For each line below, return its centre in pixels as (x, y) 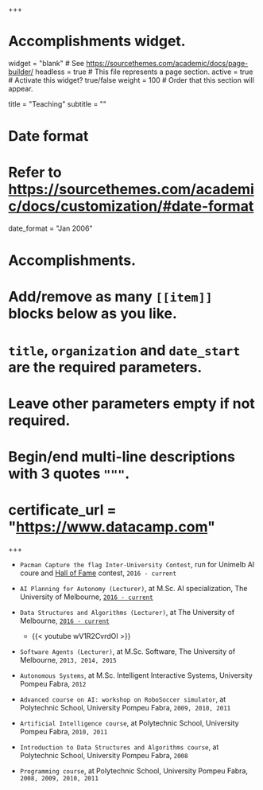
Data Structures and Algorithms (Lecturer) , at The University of (127, 612)
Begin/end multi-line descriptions (122, 457)
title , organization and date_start (124, 350)
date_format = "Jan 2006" (50, 228)
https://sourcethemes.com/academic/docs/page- (167, 63)
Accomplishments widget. (97, 41)
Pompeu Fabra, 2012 (53, 683)
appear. (21, 88)
